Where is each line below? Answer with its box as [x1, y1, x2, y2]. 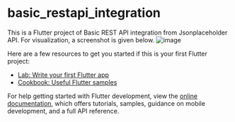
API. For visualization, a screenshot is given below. [7, 35, 155, 44]
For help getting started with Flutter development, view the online [7, 92, 198, 100]
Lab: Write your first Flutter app [17, 71, 110, 79]
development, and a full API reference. [7, 106, 120, 115]
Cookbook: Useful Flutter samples [17, 78, 117, 86]
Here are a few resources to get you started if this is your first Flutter [7, 49, 207, 58]
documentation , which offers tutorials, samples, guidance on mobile [7, 99, 205, 107]
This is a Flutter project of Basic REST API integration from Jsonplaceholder [7, 28, 228, 37]
